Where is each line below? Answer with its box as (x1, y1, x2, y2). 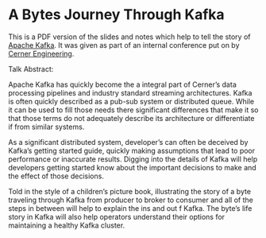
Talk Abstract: (8, 64, 54, 73)
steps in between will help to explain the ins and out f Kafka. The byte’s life (8, 203, 253, 213)
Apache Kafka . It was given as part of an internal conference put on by (8, 40, 240, 49)
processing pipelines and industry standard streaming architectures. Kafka (8, 88, 253, 97)
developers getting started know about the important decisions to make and (8, 162, 256, 172)
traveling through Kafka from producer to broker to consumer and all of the (8, 195, 254, 205)
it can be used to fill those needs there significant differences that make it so (8, 105, 259, 115)
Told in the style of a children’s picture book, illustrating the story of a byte (8, 186, 252, 196)
